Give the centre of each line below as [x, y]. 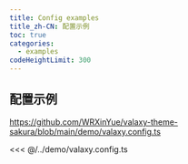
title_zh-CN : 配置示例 [49, 26]
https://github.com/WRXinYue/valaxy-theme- [94, 122]
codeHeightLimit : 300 [50, 60]
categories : [32, 43]
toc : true [28, 35]
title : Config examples [54, 18]
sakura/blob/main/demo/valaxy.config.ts [85, 131]
